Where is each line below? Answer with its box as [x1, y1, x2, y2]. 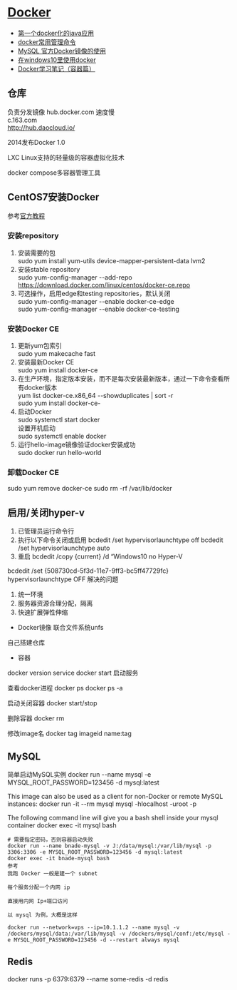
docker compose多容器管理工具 [7, 168, 101, 177]
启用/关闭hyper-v [7, 506, 85, 519]
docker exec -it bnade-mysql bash [7, 855, 110, 862]
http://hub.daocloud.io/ [7, 123, 75, 132]
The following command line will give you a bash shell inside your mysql [7, 814, 218, 822]
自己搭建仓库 [7, 638, 45, 647]
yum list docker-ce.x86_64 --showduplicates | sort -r [17, 392, 174, 400]
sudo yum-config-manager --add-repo [17, 272, 133, 282]
